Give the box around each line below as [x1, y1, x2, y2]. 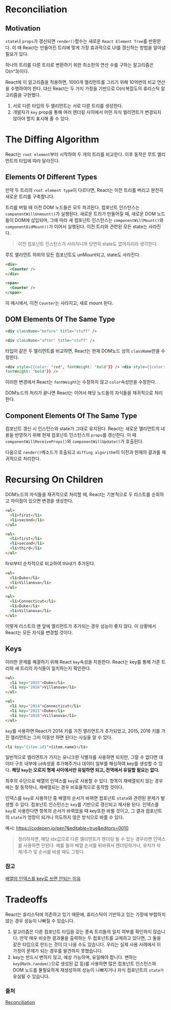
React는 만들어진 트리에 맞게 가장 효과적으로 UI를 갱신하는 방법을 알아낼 [22, 44, 166, 51]
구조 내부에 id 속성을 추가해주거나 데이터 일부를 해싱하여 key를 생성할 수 [14, 760, 158, 767]
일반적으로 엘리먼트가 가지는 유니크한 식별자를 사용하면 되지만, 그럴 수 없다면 [5, 754, 158, 760]
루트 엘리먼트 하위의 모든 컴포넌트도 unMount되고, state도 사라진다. [5, 252, 141, 258]
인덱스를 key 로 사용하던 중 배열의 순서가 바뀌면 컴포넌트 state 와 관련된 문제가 [5, 795, 160, 801]
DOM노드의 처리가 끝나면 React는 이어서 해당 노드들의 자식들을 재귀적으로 [5, 390, 154, 396]
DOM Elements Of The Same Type [5, 315, 115, 324]
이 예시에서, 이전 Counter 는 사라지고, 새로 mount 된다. [5, 300, 113, 306]
